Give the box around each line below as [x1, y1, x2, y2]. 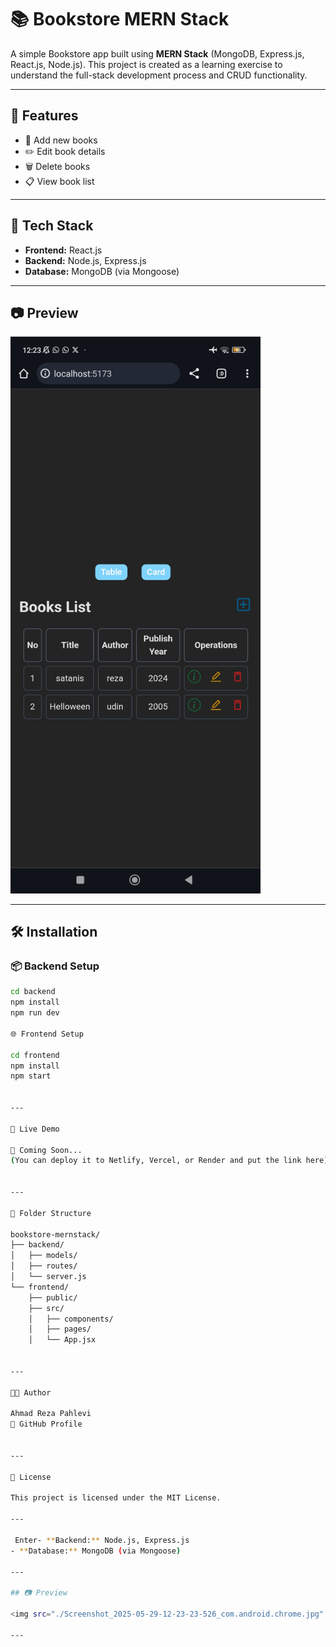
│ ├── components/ [28, 1314, 114, 1324]
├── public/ [28, 1292, 78, 1303]
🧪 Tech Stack [10, 217, 94, 235]
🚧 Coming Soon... [10, 1145, 83, 1155]
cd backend [10, 987, 56, 997]
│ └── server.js [10, 1272, 87, 1282]
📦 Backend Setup [10, 959, 100, 973]
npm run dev [10, 1008, 60, 1018]
